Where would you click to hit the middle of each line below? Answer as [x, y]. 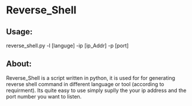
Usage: [20, 32]
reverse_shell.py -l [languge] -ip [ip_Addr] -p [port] [67, 45]
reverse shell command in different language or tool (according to [85, 84]
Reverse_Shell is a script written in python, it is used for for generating [91, 78]
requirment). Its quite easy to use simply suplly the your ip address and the [96, 90]
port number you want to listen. [44, 96]
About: [19, 64]
